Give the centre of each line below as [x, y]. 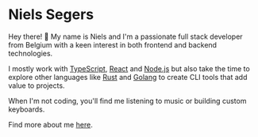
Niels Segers [51, 15]
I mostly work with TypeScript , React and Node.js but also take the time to [129, 68]
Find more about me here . [50, 124]
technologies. [31, 53]
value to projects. [37, 86]
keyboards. [27, 109]
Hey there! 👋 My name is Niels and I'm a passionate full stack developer [126, 36]
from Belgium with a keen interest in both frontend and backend [112, 44]
